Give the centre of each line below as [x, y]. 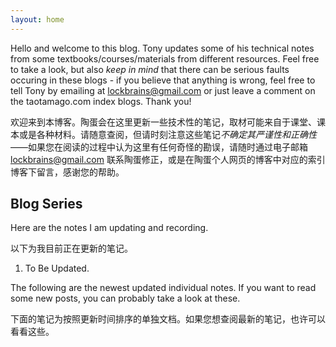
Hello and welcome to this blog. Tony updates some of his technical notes [162, 48]
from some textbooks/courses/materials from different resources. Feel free [165, 58]
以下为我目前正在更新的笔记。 [71, 248]
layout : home [37, 19]
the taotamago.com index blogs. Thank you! [101, 101]
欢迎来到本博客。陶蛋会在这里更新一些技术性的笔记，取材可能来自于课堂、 [163, 122]
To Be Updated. [57, 268]
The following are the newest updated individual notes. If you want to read [163, 288]
